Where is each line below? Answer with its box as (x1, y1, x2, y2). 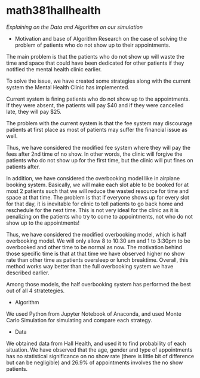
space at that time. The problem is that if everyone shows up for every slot (6, 193, 190, 201)
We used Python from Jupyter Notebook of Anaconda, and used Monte (6, 310, 182, 317)
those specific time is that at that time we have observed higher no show (6, 250, 185, 257)
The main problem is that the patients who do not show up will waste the (6, 53, 185, 60)
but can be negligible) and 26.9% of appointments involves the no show (6, 359, 183, 366)
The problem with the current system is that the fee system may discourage (6, 119, 193, 126)
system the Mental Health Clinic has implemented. (6, 83, 130, 90)
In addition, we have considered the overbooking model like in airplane (6, 174, 180, 182)
